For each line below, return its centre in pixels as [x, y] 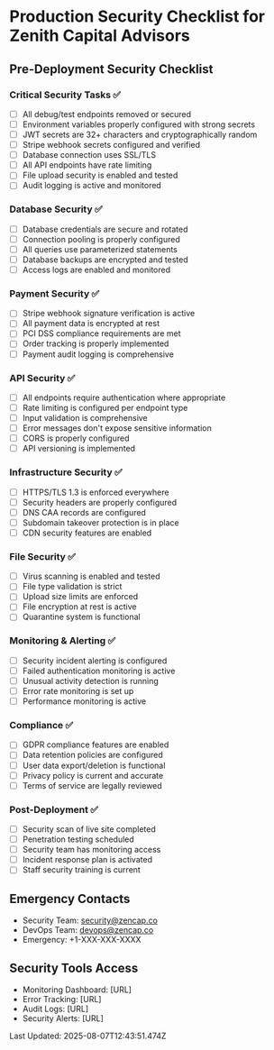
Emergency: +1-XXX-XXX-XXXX [82, 940]
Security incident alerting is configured [95, 661]
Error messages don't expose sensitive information [117, 428]
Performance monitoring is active [84, 701]
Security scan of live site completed [89, 829]
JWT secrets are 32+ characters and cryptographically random [140, 134]
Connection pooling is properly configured [101, 239]
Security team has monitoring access [91, 850]
